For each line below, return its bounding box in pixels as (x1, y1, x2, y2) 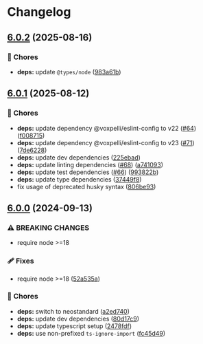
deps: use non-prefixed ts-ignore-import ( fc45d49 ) (16, 329, 166, 337)
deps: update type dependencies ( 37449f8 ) (16, 175, 142, 183)
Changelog (7, 4, 71, 20)
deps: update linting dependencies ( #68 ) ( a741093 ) (16, 160, 163, 169)
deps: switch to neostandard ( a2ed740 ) (16, 307, 130, 315)
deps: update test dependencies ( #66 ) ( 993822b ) (16, 168, 159, 176)
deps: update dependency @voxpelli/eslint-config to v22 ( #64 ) (16, 124, 197, 132)
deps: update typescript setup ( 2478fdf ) (16, 321, 132, 330)
